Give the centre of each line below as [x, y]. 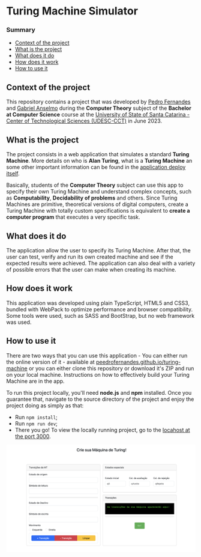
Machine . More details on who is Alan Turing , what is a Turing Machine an [99, 161]
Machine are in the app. [35, 381]
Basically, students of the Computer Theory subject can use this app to [95, 185]
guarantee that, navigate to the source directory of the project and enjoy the [100, 399]
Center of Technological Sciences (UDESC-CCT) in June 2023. [84, 121]
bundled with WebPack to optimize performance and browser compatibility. [100, 309]
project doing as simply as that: [45, 405]
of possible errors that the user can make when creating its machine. [91, 269]
